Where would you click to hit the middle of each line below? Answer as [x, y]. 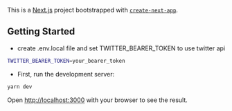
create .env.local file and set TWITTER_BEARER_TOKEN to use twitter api [121, 48]
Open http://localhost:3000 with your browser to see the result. [98, 100]
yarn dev [20, 87]
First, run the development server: [66, 74]
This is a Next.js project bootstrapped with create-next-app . [93, 10]
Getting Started [41, 31]
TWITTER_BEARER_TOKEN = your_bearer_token [66, 61]
